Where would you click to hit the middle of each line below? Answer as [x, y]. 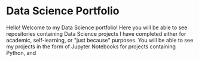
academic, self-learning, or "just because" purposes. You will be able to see [100, 40]
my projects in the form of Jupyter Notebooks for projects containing [91, 46]
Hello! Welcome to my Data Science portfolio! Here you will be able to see [97, 27]
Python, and [21, 52]
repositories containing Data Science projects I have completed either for [96, 33]
